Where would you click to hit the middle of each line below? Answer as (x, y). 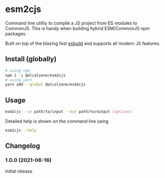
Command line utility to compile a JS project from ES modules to (71, 23)
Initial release (19, 171)
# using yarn (19, 80)
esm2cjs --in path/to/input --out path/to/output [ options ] (69, 112)
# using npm (17, 70)
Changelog (23, 146)
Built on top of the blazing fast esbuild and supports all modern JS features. (83, 43)
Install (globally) (31, 59)
